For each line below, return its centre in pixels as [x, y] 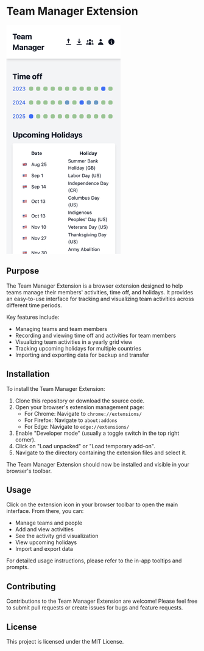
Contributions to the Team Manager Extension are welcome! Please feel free [102, 601]
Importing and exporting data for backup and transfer [82, 355]
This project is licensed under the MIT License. [65, 642]
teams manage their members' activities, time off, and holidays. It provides [100, 292]
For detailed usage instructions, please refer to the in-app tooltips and [94, 561]
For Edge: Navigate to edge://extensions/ [77, 426]
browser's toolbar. [29, 471]
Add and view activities [44, 529]
